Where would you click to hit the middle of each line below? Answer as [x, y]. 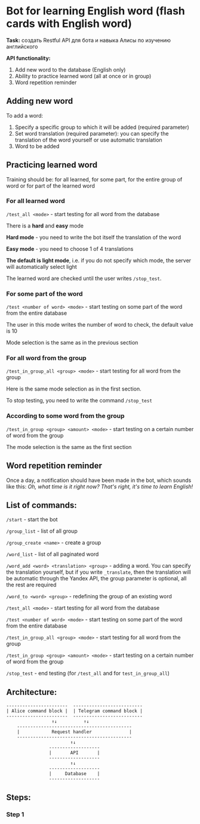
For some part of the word [44, 294]
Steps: [19, 797]
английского [22, 47]
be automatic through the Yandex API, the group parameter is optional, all [96, 579]
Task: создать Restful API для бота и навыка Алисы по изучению [89, 40]
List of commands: [42, 505]
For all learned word [36, 201]
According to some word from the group [65, 416]
